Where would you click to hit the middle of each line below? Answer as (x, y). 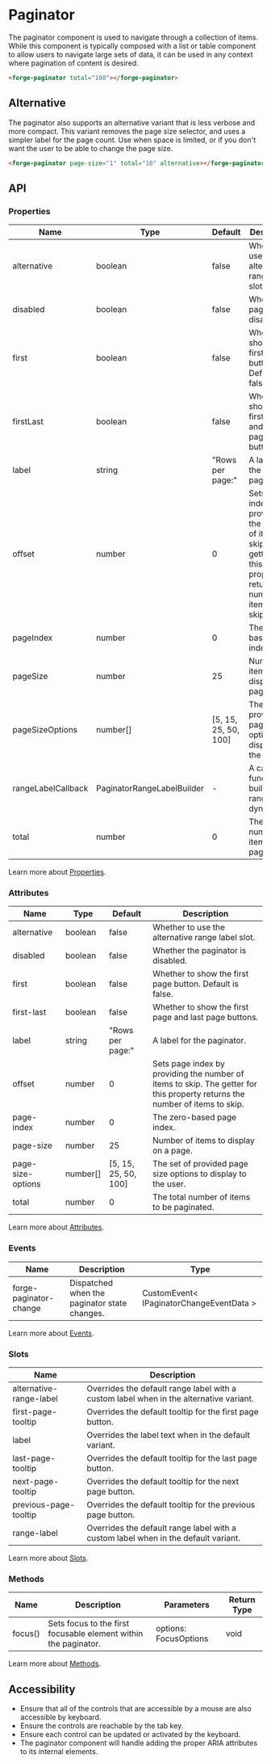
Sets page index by (189, 1064)
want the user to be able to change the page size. (91, 148)
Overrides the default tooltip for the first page (173, 1412)
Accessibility (42, 1689)
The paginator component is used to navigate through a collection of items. (133, 37)
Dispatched (92, 1283)
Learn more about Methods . (55, 1664)
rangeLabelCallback (50, 788)
